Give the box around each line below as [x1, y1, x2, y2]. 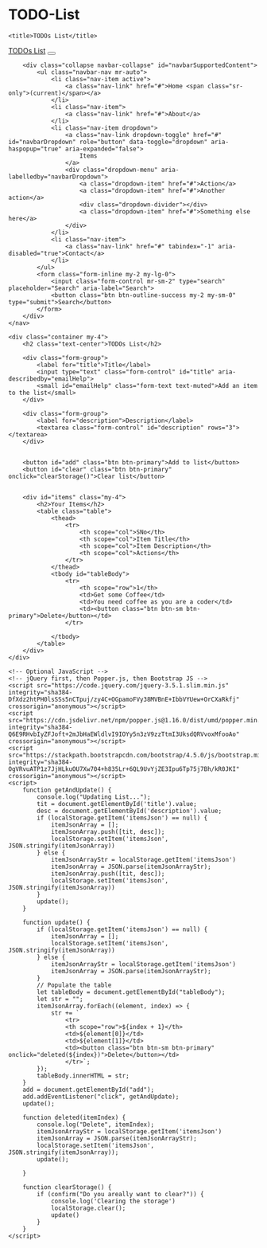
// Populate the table [37, 981, 112, 989]
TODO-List [8, 6, 80, 24]
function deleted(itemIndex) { [22, 1113, 126, 1121]
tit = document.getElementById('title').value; [37, 800, 197, 808]
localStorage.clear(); [50, 1204, 126, 1212]
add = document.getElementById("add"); [22, 1086, 155, 1093]
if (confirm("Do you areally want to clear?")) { [37, 1190, 204, 1198]
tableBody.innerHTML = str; [37, 1071, 130, 1080]
